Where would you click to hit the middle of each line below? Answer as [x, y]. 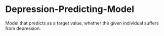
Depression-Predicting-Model [70, 9]
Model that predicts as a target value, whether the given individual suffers [82, 23]
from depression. [23, 28]
